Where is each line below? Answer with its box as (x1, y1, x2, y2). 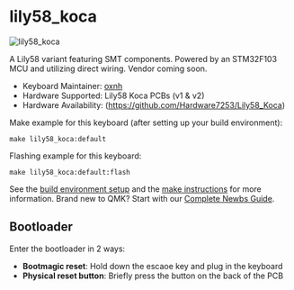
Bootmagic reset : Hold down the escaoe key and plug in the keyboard (22, 260, 283, 271)
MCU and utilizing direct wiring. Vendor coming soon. (9, 63, 208, 74)
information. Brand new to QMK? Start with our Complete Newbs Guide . (9, 193, 275, 204)
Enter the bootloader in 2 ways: (9, 243, 126, 254)
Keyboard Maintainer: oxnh (22, 80, 123, 91)
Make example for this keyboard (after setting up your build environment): (9, 117, 283, 128)
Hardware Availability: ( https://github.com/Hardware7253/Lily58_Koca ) (22, 99, 286, 110)
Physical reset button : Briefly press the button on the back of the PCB (22, 270, 284, 281)
